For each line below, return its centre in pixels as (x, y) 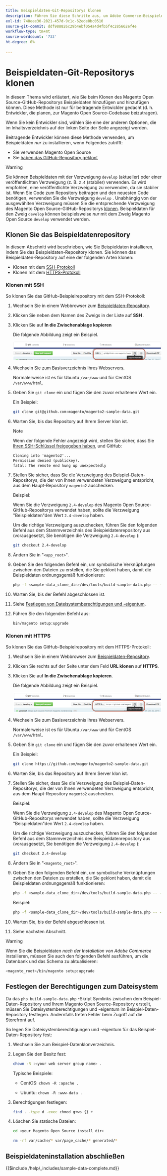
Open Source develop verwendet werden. (48, 219)
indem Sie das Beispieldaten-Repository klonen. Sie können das (71, 252)
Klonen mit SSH (25, 285)
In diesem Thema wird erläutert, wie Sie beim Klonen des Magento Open (80, 97)
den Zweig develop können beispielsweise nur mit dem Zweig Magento (78, 214)
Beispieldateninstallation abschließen (65, 1156)
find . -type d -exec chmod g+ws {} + (53, 1112)
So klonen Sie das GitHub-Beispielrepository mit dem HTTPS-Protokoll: (78, 646)
